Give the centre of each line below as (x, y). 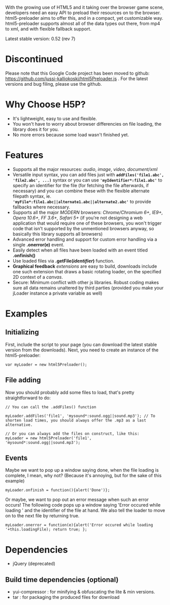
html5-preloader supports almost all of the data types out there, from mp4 (83, 23)
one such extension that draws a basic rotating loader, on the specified (87, 271)
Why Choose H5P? (46, 105)
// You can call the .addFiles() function (51, 407)
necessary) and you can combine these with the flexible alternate (81, 191)
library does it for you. (36, 129)
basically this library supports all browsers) (58, 234)
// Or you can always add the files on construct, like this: (72, 434)
